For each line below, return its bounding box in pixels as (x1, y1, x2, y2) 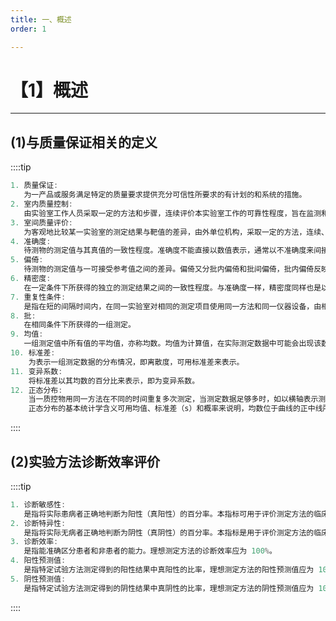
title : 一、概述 (10, 14, 72, 25)
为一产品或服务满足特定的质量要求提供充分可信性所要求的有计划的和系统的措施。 (23, 190, 307, 200)
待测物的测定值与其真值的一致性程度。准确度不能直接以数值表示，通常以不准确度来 (23, 246, 315, 256)
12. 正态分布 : (10, 385, 63, 395)
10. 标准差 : (10, 348, 56, 358)
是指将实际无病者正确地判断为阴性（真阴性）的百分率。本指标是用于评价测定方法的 (23, 527, 315, 538)
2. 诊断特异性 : (10, 518, 67, 528)
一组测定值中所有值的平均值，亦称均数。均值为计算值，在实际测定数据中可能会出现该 (23, 339, 322, 349)
